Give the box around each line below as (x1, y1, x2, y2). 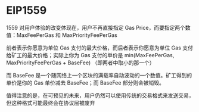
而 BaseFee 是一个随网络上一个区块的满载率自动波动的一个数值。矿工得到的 (6, 71, 192, 79)
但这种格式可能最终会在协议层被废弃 (6, 99, 95, 106)
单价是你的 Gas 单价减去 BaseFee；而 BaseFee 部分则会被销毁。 (6, 79, 165, 86)
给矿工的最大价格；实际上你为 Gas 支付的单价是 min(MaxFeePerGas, (6, 51, 175, 58)
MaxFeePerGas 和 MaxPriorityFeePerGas (16, 31, 117, 39)
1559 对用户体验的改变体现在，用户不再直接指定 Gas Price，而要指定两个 (6, 24, 186, 31)
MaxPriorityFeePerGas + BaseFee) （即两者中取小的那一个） (6, 59, 155, 66)
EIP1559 (6, 4, 47, 17)
